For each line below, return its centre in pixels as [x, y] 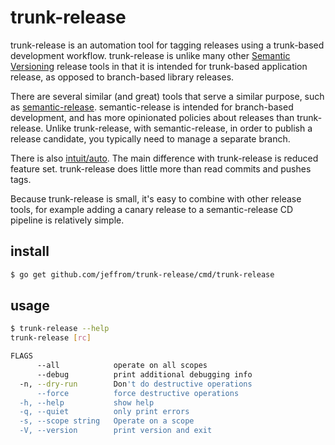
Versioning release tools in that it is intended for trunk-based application [159, 66]
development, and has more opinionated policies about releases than [152, 117]
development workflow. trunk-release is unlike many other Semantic [150, 55]
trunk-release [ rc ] [51, 338]
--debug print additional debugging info [144, 374]
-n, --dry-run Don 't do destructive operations [136, 384]
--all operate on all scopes [122, 366]
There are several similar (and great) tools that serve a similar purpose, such [167, 96]
